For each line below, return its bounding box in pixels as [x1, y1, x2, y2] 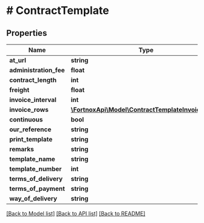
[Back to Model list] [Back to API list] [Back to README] [6, 210, 146, 217]
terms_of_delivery [9, 174, 63, 183]
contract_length [9, 76, 56, 84]
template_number [9, 165, 62, 173]
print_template [9, 135, 53, 143]
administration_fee [9, 66, 65, 74]
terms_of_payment [9, 185, 65, 193]
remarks [9, 145, 35, 153]
